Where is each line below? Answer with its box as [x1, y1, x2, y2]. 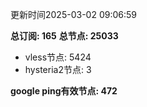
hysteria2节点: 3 [24, 64, 92, 75]
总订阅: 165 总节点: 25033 [10, 30, 119, 42]
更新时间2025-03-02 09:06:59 [10, 9, 137, 20]
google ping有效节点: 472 [10, 85, 118, 97]
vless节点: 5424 [24, 51, 92, 63]
